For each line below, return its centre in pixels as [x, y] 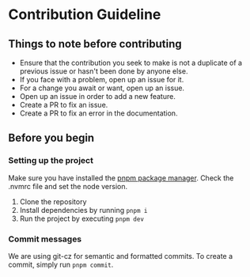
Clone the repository [53, 201]
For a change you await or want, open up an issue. [102, 88]
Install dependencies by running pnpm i [83, 210]
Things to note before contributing [95, 44]
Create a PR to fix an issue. [64, 105]
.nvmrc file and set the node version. [68, 186]
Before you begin [51, 138]
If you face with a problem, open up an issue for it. [102, 80]
